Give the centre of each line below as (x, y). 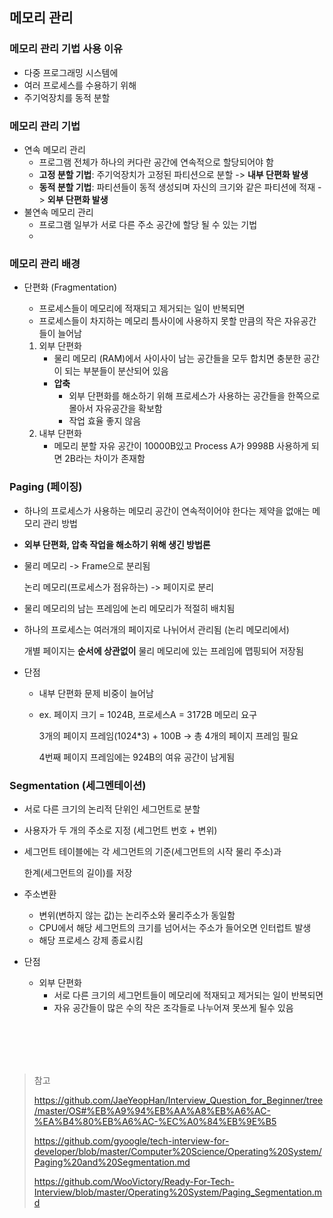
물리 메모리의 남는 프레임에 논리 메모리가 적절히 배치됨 (129, 608)
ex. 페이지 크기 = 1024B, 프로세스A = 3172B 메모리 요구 (148, 714)
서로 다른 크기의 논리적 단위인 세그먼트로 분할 (112, 809)
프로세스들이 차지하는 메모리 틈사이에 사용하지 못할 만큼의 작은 (160, 321)
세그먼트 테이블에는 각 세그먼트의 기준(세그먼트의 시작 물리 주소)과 (152, 851)
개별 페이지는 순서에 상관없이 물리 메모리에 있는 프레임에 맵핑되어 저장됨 (163, 650)
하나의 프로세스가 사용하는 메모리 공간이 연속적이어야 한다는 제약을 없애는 (167, 510)
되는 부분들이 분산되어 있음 (116, 371)
